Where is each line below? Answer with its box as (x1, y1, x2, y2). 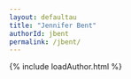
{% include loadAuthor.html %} (9, 61, 122, 72)
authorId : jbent (9, 29, 69, 38)
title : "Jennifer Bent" (9, 21, 97, 30)
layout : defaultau (9, 12, 77, 22)
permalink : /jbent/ (9, 37, 81, 47)
